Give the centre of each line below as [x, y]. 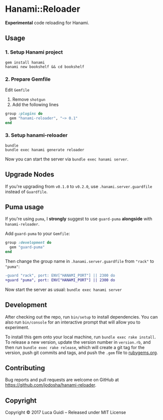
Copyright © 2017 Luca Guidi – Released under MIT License [66, 413]
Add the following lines [35, 104]
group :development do [28, 243]
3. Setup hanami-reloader [36, 135]
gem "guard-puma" [27, 247]
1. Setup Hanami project [34, 52]
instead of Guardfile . [27, 192]
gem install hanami [25, 63]
